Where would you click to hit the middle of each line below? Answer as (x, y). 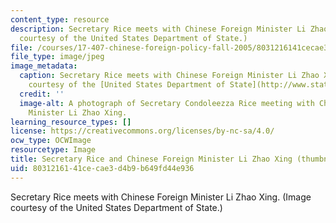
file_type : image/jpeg (57, 57)
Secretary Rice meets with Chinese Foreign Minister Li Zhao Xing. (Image (161, 197)
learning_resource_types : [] (71, 122)
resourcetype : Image (53, 150)
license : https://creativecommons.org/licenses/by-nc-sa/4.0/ (142, 131)
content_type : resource (60, 19)
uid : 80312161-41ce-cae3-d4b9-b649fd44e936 (102, 168)
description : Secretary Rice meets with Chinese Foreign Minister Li (158, 29)
